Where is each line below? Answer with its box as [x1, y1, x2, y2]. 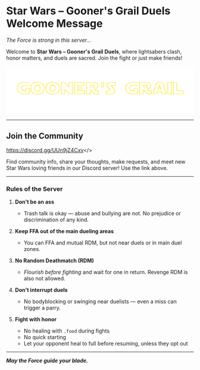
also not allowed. [23, 275, 65, 282]
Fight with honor [14, 316, 57, 323]
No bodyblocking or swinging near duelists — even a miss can [23, 298, 177, 305]
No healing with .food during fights [23, 327, 110, 334]
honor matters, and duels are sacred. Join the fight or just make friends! [6, 54, 183, 61]
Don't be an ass [14, 198, 55, 206]
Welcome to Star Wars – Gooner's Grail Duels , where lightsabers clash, [6, 48, 182, 55]
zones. [23, 246, 40, 253]
